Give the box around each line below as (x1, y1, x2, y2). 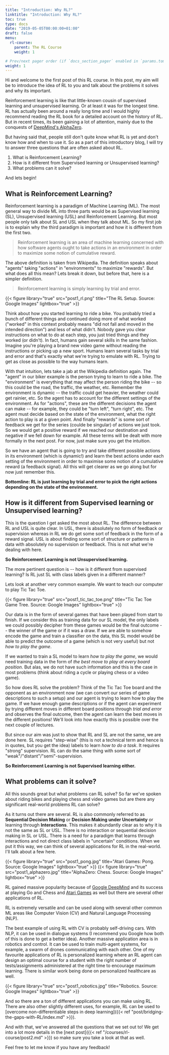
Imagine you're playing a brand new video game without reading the (5, 343, 147, 349)
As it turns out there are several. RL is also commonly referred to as (5, 811, 145, 817)
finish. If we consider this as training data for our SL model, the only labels (5, 617, 159, 623)
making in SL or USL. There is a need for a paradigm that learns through (5, 833, 154, 839)
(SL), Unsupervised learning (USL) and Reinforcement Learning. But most (5, 213, 157, 219)
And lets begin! (5, 175, 37, 181)
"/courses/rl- (103, 1029, 130, 1035)
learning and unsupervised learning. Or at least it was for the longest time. (5, 103, 159, 109)
